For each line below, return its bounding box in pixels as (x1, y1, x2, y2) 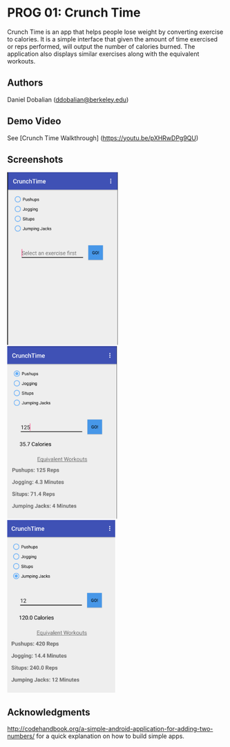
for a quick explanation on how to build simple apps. (36, 732, 185, 740)
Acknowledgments (7, 706, 91, 718)
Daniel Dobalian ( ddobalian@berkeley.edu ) (7, 95, 129, 104)
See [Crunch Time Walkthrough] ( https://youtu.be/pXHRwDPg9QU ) (7, 133, 199, 142)
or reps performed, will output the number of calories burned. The (7, 42, 195, 50)
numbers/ (7, 732, 35, 740)
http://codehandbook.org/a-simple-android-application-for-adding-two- (7, 725, 213, 733)
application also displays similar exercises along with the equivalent (7, 50, 200, 58)
